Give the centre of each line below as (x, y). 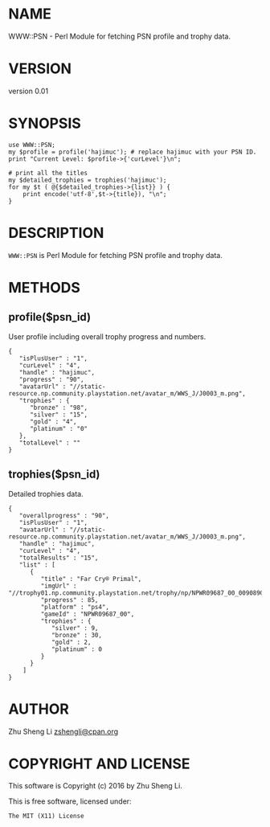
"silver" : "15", (59, 415)
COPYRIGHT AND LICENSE (99, 764)
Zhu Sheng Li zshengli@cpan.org (63, 731)
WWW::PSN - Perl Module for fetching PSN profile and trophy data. (120, 36)
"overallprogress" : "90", (64, 515)
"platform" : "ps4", (75, 607)
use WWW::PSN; (32, 145)
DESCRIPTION (56, 233)
